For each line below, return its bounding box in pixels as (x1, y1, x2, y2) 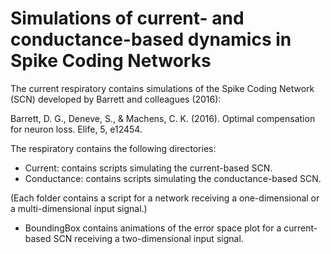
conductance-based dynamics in (10, 28, 292, 51)
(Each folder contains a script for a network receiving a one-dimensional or (10, 192, 320, 204)
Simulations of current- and (10, 7, 245, 30)
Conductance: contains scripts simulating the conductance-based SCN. (24, 172, 322, 184)
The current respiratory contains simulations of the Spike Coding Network (10, 82, 315, 94)
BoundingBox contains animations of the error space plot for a (24, 222, 282, 234)
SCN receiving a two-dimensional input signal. (53, 232, 244, 244)
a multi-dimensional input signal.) (10, 202, 148, 214)
